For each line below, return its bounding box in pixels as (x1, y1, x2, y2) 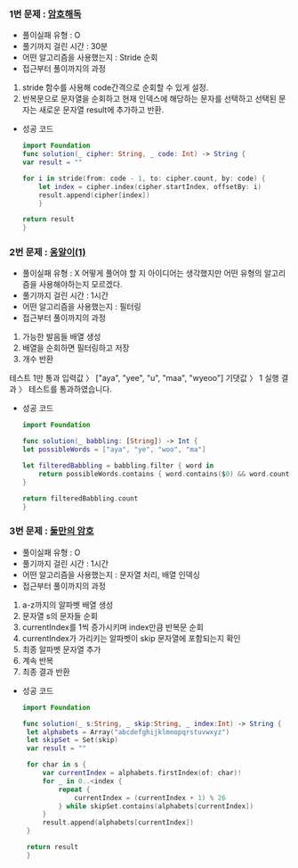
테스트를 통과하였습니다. (28, 384, 113, 394)
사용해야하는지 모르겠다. (38, 279, 123, 290)
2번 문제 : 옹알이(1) (9, 246, 86, 259)
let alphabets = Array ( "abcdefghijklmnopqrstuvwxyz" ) (26, 727, 230, 737)
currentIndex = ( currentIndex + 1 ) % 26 (74, 793, 227, 802)
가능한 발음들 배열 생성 (21, 332, 101, 343)
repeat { (58, 785, 91, 794)
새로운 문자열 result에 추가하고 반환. (38, 104, 165, 115)
